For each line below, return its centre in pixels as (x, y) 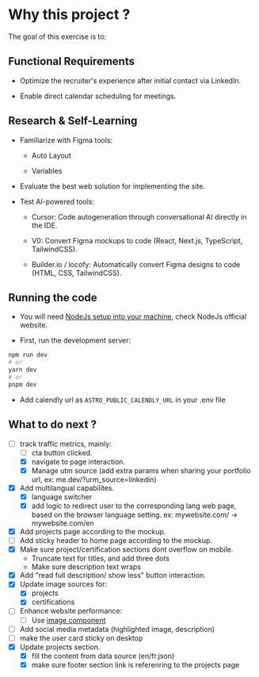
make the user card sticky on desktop (81, 638)
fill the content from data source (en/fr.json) (103, 656)
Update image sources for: (63, 584)
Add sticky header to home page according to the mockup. (116, 541)
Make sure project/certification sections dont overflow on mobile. (126, 549)
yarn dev (23, 370)
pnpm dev (23, 384)
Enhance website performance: (71, 611)
